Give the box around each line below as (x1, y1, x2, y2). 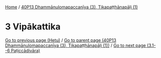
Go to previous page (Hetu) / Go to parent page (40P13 (5, 37, 116, 43)
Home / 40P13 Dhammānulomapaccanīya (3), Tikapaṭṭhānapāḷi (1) (5, 4, 138, 10)
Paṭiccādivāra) (11, 47, 40, 53)
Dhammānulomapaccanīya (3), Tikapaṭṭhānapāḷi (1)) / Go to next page (5, 42, 146, 48)
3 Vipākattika (5, 21, 61, 32)
